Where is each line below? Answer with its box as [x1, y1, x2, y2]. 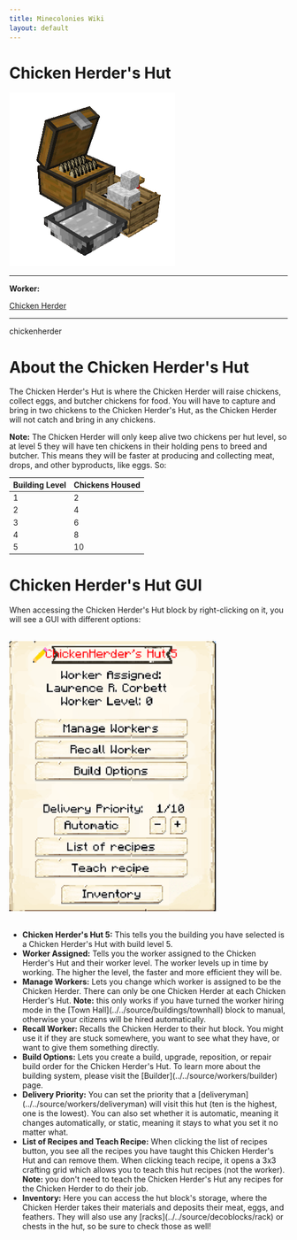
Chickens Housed [73, 479, 141, 490]
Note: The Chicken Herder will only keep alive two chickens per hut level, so [9, 432, 287, 443]
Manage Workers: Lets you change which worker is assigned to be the [21, 976, 282, 987]
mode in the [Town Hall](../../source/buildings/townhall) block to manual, [21, 1005, 286, 1015]
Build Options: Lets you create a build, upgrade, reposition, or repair [21, 1051, 272, 1062]
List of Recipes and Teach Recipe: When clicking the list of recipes [21, 1136, 268, 1146]
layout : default [9, 23, 69, 33]
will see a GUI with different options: [9, 613, 141, 624]
